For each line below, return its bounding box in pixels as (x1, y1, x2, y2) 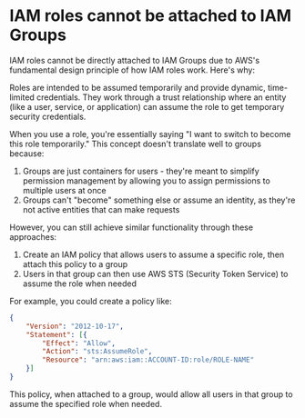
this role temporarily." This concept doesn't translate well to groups (9, 138, 262, 149)
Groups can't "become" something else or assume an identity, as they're (22, 194, 296, 205)
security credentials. (9, 111, 86, 122)
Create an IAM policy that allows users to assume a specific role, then (22, 249, 285, 260)
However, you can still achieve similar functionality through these (9, 222, 253, 233)
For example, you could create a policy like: (9, 295, 172, 306)
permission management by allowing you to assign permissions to (22, 174, 270, 186)
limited (9, 92, 35, 103)
